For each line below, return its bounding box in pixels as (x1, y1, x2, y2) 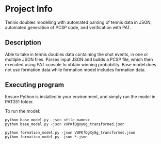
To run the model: (5, 108, 40, 114)
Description (5, 39, 41, 47)
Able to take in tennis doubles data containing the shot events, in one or (5, 51, 148, 57)
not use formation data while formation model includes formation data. (5, 67, 146, 72)
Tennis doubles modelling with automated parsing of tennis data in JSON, (5, 19, 152, 25)
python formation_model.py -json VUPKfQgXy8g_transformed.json (5, 130, 136, 135)
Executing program (5, 81, 64, 89)
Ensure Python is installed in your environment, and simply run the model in (5, 93, 156, 100)
